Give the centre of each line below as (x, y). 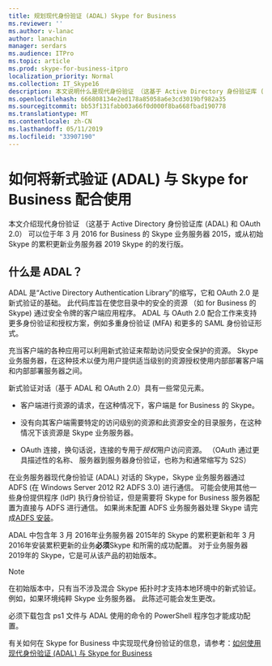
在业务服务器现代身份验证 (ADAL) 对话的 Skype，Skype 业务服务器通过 (127, 477)
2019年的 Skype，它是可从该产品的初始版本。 (85, 556)
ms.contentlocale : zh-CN (50, 122)
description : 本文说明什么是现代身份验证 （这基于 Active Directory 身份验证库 (133, 91)
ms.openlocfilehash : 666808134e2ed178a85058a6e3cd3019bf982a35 (117, 99)
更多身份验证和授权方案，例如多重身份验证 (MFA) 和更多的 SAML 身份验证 (132, 323)
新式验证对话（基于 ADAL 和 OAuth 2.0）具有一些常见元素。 (108, 388)
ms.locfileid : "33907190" (52, 136)
